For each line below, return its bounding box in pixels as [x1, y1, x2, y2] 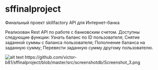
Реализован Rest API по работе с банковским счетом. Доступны [5, 29, 140, 35]
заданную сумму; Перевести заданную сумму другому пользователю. [5, 45, 154, 50]
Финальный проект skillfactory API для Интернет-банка [5, 20, 120, 25]
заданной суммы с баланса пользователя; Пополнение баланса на [5, 39, 145, 45]
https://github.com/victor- [24, 54, 77, 60]
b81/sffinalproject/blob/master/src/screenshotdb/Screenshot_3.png [5, 59, 140, 65]
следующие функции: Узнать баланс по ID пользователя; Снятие [5, 34, 140, 40]
